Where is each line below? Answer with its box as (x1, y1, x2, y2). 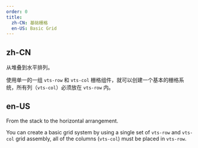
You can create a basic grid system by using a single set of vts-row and (6, 128, 181, 136)
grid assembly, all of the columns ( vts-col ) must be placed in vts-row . (15, 135, 187, 142)
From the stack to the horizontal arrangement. (6, 117, 119, 124)
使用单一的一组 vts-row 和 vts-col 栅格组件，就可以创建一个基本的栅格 (6, 77, 179, 84)
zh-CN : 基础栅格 (11, 20, 49, 26)
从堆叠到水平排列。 (6, 64, 53, 71)
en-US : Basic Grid (11, 25, 58, 32)
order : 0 (6, 8, 28, 15)
